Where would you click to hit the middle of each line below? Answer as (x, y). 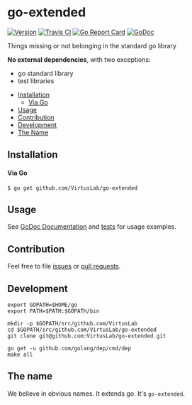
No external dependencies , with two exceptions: (79, 59)
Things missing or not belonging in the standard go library (92, 45)
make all (20, 355)
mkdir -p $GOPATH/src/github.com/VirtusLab (73, 323)
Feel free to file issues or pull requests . (64, 266)
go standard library (45, 73)
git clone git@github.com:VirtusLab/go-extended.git (87, 336)
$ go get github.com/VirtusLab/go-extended (73, 188)
